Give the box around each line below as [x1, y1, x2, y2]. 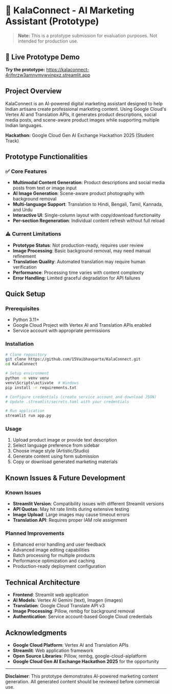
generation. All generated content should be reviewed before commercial [5, 679, 160, 685]
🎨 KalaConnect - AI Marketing [5, 5, 135, 16]
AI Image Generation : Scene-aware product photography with [12, 190, 145, 196]
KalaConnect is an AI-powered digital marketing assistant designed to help [5, 100, 163, 107]
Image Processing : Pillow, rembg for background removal [12, 608, 135, 614]
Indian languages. [5, 122, 43, 128]
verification [12, 264, 37, 270]
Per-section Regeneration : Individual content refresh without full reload [12, 217, 165, 224]
